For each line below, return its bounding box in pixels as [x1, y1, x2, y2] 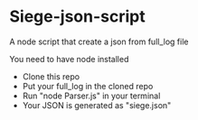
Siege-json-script [9, 6, 146, 27]
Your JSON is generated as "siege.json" [22, 99, 172, 110]
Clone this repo [22, 70, 80, 82]
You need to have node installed [9, 53, 129, 64]
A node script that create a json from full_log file [9, 36, 189, 47]
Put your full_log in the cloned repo [22, 80, 154, 91]
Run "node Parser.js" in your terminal [22, 90, 161, 101]
